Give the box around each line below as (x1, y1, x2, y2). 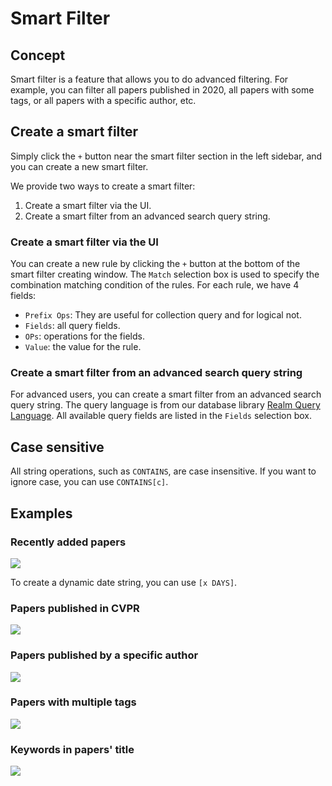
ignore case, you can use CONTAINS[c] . (10, 476, 169, 488)
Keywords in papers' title (10, 742, 135, 756)
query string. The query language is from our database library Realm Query (10, 399, 321, 411)
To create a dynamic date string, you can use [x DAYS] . (10, 576, 238, 588)
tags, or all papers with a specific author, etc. (10, 95, 197, 106)
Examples (10, 505, 73, 522)
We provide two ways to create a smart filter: (10, 180, 196, 192)
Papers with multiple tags (10, 695, 137, 709)
